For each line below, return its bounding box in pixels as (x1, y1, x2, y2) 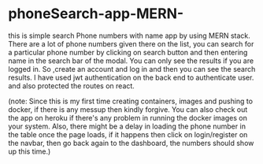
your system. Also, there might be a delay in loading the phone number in (8, 121, 246, 131)
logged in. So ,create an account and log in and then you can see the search (8, 64, 256, 73)
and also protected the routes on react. (8, 80, 135, 91)
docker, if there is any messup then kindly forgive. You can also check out (8, 104, 248, 114)
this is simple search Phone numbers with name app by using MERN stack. (8, 31, 250, 40)
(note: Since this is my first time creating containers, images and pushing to (8, 96, 254, 106)
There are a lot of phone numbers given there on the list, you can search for (8, 39, 254, 48)
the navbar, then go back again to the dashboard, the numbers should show (8, 138, 254, 147)
